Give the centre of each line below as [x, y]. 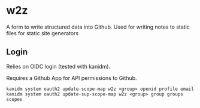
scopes [14, 99]
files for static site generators [43, 33]
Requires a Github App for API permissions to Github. [72, 78]
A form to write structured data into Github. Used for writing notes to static [98, 27]
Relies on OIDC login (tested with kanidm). [58, 66]
